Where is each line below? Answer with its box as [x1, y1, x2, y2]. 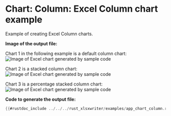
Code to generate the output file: [5, 96, 76, 102]
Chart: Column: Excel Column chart [5, 3, 158, 15]
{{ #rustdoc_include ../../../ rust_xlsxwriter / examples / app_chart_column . [5, 106, 165, 111]
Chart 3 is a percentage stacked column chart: [5, 81, 103, 87]
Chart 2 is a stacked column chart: [5, 66, 78, 72]
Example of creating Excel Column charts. [5, 31, 93, 37]
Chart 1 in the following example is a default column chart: [5, 50, 127, 56]
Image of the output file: [5, 40, 58, 46]
